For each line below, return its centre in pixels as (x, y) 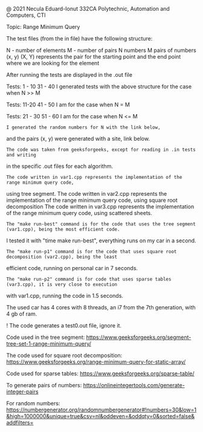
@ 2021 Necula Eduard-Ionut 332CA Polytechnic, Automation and (88, 9)
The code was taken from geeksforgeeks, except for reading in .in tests (101, 150)
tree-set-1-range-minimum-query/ (49, 343)
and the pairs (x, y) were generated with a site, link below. (78, 139)
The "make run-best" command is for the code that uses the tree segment (101, 224)
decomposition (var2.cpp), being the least (62, 257)
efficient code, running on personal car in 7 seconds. (72, 268)
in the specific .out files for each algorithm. (60, 166)
